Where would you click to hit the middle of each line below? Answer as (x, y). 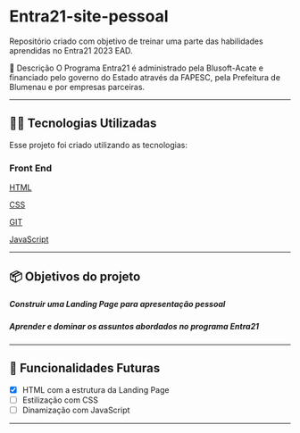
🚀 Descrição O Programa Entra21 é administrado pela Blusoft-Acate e (136, 68)
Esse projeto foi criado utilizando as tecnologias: (98, 145)
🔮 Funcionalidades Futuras (85, 368)
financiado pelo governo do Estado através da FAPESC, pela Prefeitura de (145, 77)
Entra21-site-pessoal (89, 17)
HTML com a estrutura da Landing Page (96, 389)
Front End (31, 168)
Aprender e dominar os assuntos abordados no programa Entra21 (134, 327)
